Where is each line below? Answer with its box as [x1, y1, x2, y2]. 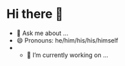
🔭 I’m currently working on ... [26, 51, 109, 59]
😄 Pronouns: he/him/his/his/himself [16, 36, 119, 44]
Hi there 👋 [6, 6, 63, 22]
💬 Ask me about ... [16, 29, 69, 37]
